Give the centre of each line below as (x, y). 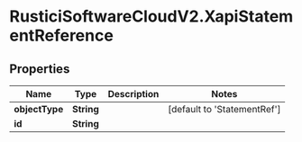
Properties (40, 69)
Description (133, 94)
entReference (62, 35)
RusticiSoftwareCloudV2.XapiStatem (151, 17)
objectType (39, 109)
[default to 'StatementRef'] (224, 109)
